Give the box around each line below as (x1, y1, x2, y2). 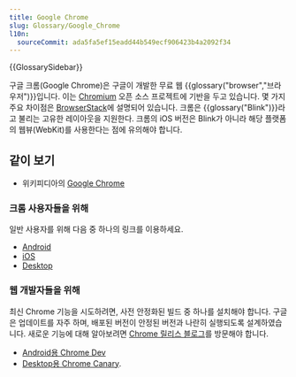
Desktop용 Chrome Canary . (21, 358, 122, 368)
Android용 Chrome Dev (21, 347, 106, 358)
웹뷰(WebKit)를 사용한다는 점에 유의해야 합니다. (18, 125, 183, 135)
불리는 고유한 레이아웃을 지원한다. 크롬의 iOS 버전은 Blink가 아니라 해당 (18, 113, 263, 124)
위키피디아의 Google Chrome (21, 178, 125, 188)
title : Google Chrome (9, 12, 89, 22)
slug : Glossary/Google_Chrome (9, 21, 121, 30)
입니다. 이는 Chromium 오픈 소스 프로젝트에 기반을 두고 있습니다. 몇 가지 (36, 91, 285, 102)
